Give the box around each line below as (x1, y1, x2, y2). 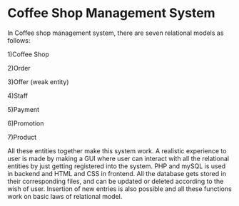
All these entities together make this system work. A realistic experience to (7, 146, 227, 155)
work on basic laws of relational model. (7, 192, 123, 200)
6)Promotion (7, 119, 44, 128)
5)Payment (7, 105, 40, 113)
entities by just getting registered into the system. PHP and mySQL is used (7, 162, 226, 170)
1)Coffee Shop (7, 50, 50, 58)
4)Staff (7, 91, 29, 100)
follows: (7, 36, 31, 44)
